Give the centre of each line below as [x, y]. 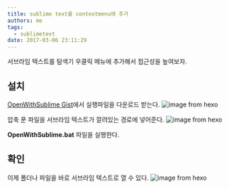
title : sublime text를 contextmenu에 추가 [68, 14]
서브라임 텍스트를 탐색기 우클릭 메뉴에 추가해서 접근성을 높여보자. [97, 62]
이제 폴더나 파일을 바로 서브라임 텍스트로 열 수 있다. [78, 178]
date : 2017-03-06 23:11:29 [47, 40]
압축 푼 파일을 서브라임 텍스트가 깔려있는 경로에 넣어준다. [86, 119]
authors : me [25, 21]
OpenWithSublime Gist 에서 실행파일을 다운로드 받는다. [84, 104]
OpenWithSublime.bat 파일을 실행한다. [63, 134]
